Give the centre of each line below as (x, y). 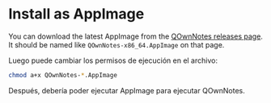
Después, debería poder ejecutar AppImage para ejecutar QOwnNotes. (127, 90)
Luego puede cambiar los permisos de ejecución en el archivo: (113, 60)
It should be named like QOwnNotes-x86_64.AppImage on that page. (116, 44)
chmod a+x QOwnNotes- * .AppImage (63, 75)
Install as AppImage (76, 14)
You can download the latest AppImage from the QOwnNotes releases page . (135, 36)
